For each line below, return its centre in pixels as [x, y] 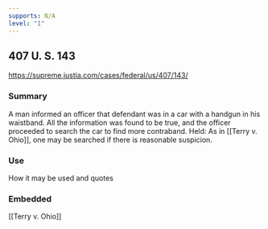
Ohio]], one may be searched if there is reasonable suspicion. [111, 139]
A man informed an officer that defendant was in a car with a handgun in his [134, 114]
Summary [28, 96]
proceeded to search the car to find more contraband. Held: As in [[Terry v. [133, 131]
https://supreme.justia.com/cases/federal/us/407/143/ [98, 75]
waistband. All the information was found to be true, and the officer [120, 123]
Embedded [30, 198]
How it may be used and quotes [61, 177]
